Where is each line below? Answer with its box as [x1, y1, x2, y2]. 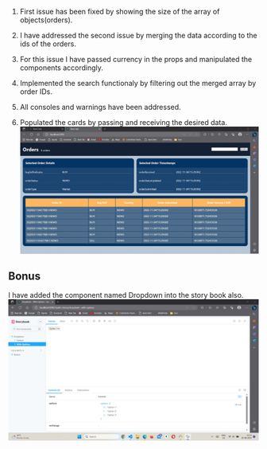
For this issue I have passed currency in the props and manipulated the [19, 55, 253, 64]
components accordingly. [19, 63, 103, 72]
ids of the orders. [19, 39, 77, 49]
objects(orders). [19, 15, 73, 25]
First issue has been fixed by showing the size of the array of [19, 7, 220, 16]
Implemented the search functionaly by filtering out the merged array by [19, 79, 257, 88]
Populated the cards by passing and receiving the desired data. [19, 118, 228, 127]
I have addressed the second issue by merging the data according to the [19, 31, 258, 40]
